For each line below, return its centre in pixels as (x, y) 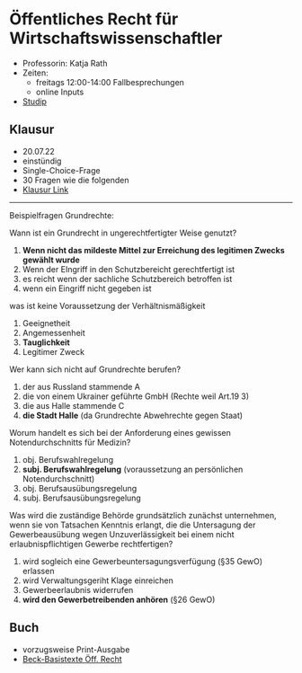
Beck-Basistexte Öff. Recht (72, 659)
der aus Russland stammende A (81, 386)
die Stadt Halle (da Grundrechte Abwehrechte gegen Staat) (133, 415)
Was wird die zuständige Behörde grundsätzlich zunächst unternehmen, (143, 515)
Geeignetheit (46, 323)
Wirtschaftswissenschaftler (116, 38)
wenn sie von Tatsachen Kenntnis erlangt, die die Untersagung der (133, 525)
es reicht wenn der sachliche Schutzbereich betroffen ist (127, 279)
